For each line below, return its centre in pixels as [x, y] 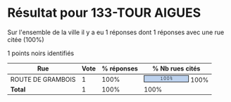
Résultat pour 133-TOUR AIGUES [104, 13]
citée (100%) [26, 39]
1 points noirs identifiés [41, 53]
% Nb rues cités [176, 68]
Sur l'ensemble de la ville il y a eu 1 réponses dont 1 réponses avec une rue [116, 32]
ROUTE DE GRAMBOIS [43, 79]
